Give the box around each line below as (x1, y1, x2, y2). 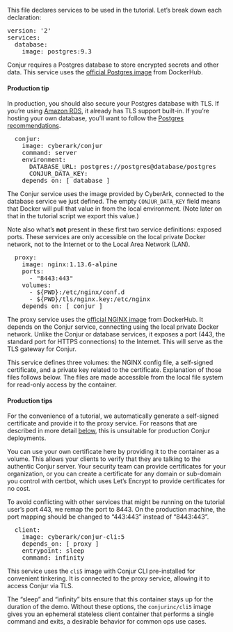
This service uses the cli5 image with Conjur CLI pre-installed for (7, 567, 196, 576)
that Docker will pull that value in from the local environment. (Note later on (7, 204, 223, 213)
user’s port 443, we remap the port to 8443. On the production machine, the (7, 505, 226, 514)
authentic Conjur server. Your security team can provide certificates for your (7, 462, 226, 471)
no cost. (7, 485, 31, 493)
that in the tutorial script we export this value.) (7, 212, 139, 220)
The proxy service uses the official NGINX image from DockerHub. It (7, 316, 204, 324)
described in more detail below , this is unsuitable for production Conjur (7, 427, 211, 435)
